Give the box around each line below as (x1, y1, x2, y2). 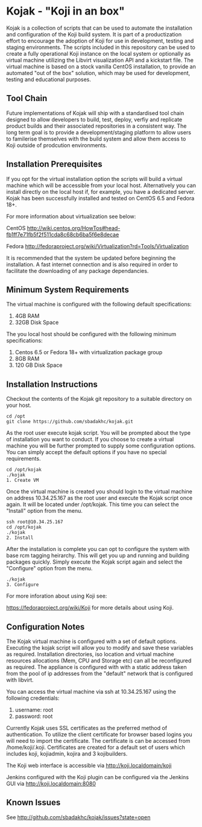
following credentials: (6, 694, 60, 702)
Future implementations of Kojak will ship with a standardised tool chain (6, 109, 185, 116)
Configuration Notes (6, 622, 85, 632)
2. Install (6, 535, 34, 541)
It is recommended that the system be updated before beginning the (6, 254, 176, 262)
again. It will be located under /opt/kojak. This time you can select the (6, 501, 179, 508)
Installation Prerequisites (6, 159, 103, 170)
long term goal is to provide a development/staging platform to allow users (6, 128, 192, 136)
